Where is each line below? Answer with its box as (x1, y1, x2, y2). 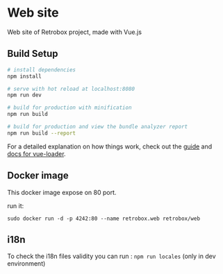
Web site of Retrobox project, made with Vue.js (7, 28, 142, 36)
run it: (7, 201, 24, 209)
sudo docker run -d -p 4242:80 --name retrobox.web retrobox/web (7, 215, 200, 222)
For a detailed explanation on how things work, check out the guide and (7, 142, 213, 151)
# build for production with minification (7, 104, 132, 112)
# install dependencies (7, 66, 76, 74)
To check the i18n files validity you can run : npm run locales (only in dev (7, 252, 217, 261)
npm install (7, 73, 42, 80)
